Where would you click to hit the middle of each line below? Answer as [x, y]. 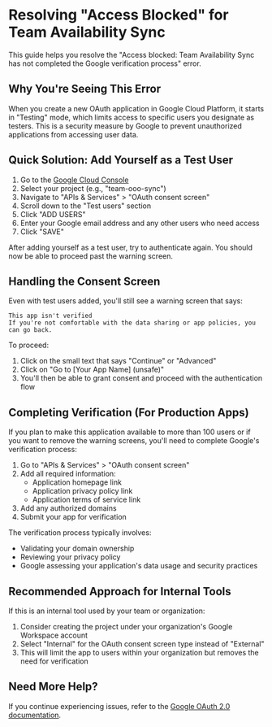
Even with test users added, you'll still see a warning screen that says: [126, 301]
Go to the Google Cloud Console [74, 180]
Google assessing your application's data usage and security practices [139, 566]
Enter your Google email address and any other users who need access [140, 223]
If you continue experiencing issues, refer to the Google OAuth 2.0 [119, 706]
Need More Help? [54, 687]
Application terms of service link [86, 500]
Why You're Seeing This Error [84, 89]
